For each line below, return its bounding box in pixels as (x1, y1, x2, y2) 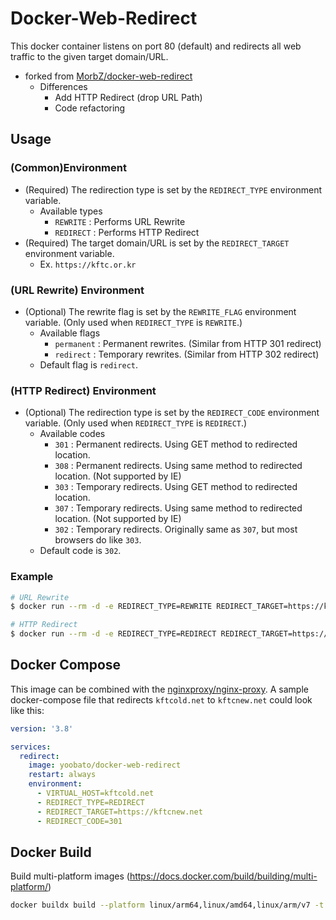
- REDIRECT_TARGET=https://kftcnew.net (36, 807, 203, 817)
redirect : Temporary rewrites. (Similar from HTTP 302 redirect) (54, 348, 320, 360)
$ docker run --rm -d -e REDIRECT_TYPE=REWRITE (10, 602, 213, 612)
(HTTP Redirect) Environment (10, 383, 157, 397)
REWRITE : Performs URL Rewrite (54, 215, 186, 227)
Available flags (39, 327, 101, 339)
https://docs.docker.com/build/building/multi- (129, 870, 318, 882)
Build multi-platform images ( (10, 870, 130, 882)
